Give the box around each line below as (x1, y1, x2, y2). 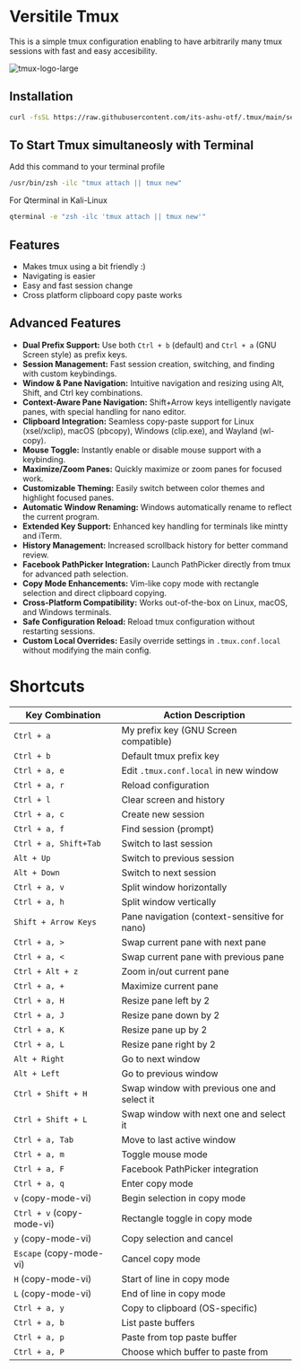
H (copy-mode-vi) (13, 1272, 92, 1285)
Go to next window (121, 1052, 201, 1065)
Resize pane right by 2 (121, 1038, 217, 1050)
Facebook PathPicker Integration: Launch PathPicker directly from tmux (21, 558, 291, 569)
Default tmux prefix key (121, 750, 219, 762)
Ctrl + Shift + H (13, 1088, 88, 1099)
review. (21, 549, 49, 560)
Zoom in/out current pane (121, 965, 230, 978)
